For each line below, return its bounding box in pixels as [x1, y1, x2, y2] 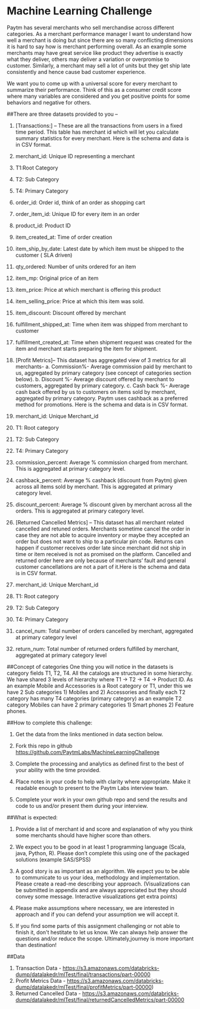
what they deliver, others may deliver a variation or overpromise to [7, 55, 170, 63]
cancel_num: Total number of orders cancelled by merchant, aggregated [15, 627, 193, 634]
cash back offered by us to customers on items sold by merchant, [15, 388, 177, 395]
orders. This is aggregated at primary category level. [15, 507, 145, 514]
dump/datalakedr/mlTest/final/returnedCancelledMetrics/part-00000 [15, 996, 185, 1003]
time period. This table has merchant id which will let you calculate [15, 128, 179, 135]
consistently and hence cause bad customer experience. [7, 68, 146, 75]
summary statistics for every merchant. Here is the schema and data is [15, 134, 189, 141]
